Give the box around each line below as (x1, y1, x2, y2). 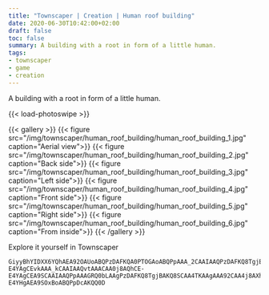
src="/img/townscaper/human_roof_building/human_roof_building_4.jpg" (8, 184, 248, 193)
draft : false (8, 26, 52, 34)
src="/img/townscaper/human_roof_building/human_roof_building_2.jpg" (8, 150, 249, 160)
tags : (8, 49, 26, 57)
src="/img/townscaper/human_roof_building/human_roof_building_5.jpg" (8, 201, 248, 211)
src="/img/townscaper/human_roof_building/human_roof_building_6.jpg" (8, 218, 248, 228)
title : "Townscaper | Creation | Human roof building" (8, 11, 195, 20)
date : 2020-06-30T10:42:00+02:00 (8, 19, 120, 27)
